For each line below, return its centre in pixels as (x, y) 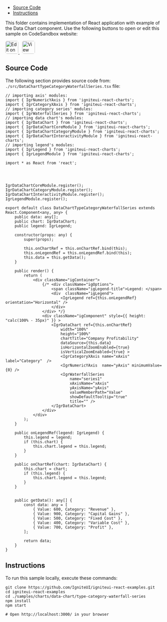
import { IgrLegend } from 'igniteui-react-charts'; (63, 149)
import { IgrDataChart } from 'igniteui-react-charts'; (66, 122)
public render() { (34, 271)
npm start (16, 605)
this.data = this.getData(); (55, 257)
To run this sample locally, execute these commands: (61, 578)
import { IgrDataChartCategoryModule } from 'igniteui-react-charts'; (82, 131)
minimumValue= (147, 365)
